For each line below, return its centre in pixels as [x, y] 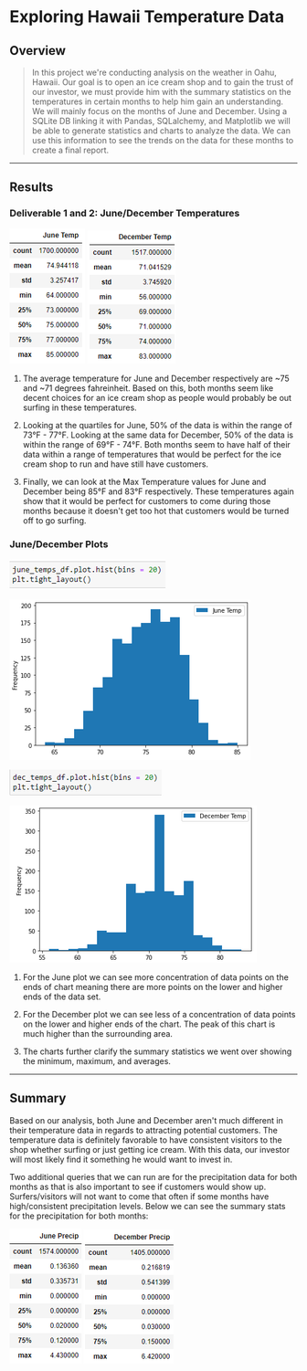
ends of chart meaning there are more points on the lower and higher [153, 986]
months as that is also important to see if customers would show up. [138, 1186]
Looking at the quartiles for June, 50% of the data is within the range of [157, 425]
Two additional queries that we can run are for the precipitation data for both [153, 1176]
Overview [38, 51]
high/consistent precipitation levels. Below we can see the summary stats [148, 1206]
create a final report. [70, 150]
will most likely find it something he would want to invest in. [121, 1159]
